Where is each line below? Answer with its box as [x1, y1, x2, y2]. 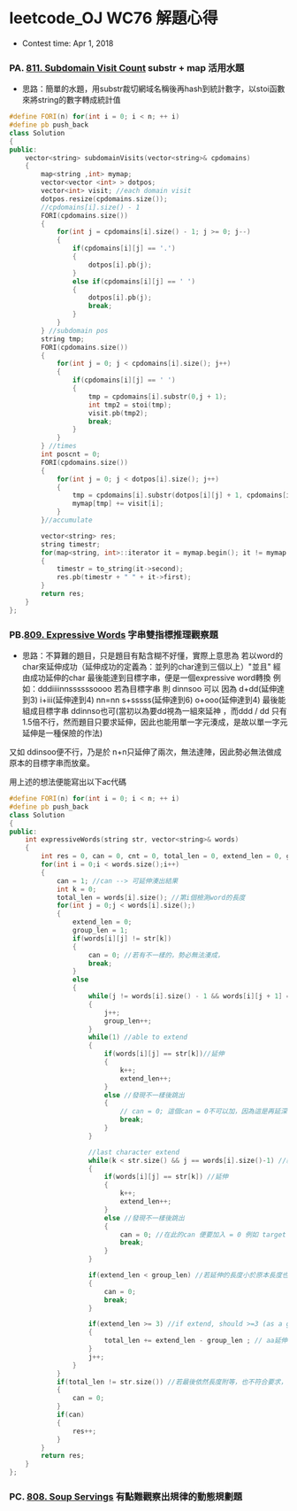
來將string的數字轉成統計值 [21, 95, 121, 105]
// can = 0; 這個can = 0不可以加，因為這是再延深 [119, 1107, 287, 1116]
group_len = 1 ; [72, 926, 128, 935]
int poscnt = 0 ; [41, 450, 101, 459]
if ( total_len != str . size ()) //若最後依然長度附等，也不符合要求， [56, 1377, 287, 1386]
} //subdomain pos [41, 326, 109, 335]
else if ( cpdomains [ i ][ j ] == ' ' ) [72, 276, 196, 286]
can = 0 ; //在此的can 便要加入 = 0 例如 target [119, 1230, 286, 1239]
